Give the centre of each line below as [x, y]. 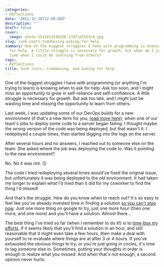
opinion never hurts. [25, 259]
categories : [17, 10]
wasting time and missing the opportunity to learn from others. [68, 104]
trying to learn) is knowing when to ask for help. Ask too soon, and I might [79, 88]
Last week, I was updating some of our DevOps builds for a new [69, 113]
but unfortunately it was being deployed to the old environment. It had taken [81, 178]
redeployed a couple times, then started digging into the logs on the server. [81, 134]
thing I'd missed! [22, 188]
